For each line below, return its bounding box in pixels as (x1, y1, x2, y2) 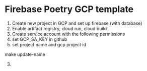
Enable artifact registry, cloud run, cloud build (12, 25, 107, 31)
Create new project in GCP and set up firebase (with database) (12, 20, 142, 26)
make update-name (5, 51, 46, 57)
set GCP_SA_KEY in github (12, 36, 67, 42)
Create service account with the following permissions (12, 31, 125, 37)
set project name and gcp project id (12, 41, 87, 47)
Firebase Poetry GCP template (5, 4, 134, 15)
